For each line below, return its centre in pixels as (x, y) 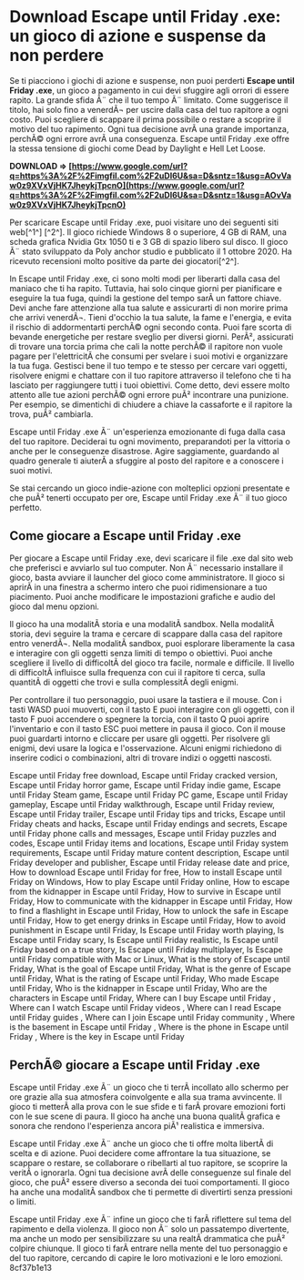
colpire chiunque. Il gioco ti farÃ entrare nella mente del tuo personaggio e (149, 1248)
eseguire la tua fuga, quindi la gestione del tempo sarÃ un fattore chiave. (146, 298)
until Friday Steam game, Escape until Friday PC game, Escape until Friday (149, 795)
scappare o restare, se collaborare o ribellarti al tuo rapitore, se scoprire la (149, 1163)
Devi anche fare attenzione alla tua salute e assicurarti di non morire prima (149, 308)
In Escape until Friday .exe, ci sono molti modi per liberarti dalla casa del (145, 279)
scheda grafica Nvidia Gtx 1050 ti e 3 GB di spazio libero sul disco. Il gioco (149, 241)
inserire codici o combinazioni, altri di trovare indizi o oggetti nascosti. (141, 757)
